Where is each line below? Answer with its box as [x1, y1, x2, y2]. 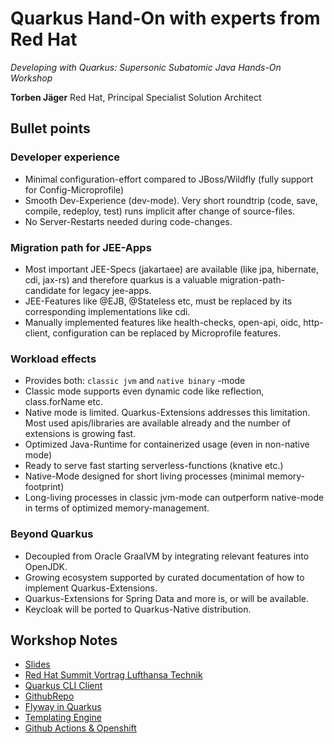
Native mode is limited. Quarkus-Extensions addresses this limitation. [24, 407, 311, 419]
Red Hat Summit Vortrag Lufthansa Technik [24, 669, 203, 681]
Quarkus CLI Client [24, 680, 103, 692]
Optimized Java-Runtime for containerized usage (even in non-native [24, 438, 310, 451]
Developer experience [10, 150, 121, 164]
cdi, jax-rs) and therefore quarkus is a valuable [24, 273, 218, 286]
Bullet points [10, 120, 91, 137]
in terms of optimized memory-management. [24, 502, 210, 514]
